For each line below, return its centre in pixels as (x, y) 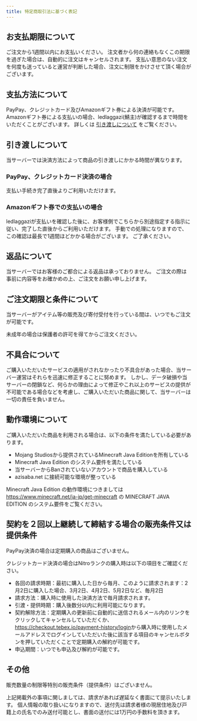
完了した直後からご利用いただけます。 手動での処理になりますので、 (104, 228)
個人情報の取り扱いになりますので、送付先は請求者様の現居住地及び (100, 705)
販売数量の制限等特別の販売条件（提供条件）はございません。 (81, 685)
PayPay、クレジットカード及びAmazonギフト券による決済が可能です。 (92, 110)
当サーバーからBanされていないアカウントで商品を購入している (91, 469)
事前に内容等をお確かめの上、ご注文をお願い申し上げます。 (78, 279)
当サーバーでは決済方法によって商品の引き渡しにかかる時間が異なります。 (96, 160)
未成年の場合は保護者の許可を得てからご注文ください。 (73, 334)
